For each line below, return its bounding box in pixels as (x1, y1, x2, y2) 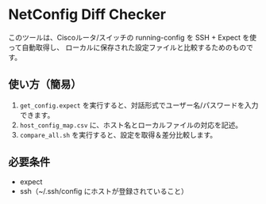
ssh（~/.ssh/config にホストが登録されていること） (19, 186, 189, 195)
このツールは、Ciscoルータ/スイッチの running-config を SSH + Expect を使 (8, 32, 256, 42)
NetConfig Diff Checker (8, 6, 167, 24)
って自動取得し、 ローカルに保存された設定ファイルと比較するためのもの (8, 42, 247, 52)
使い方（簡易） (8, 77, 82, 92)
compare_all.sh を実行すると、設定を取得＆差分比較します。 (19, 130, 218, 139)
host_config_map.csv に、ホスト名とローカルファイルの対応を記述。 (19, 120, 243, 130)
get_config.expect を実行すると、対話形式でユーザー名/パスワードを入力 (19, 100, 259, 110)
